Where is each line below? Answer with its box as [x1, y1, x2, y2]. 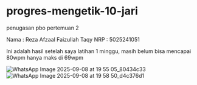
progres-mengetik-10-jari [6, 4, 139, 18]
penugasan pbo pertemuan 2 [6, 24, 79, 31]
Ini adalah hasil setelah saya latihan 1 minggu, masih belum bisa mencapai [6, 47, 192, 55]
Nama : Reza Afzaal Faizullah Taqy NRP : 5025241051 [6, 36, 140, 43]
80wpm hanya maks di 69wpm [6, 54, 84, 61]
